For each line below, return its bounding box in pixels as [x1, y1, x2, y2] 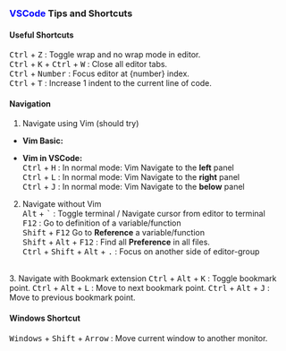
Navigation [9, 98, 51, 109]
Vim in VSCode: [21, 153, 83, 164]
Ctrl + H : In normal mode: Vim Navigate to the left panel [21, 162, 235, 173]
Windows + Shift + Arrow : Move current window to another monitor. [9, 332, 268, 343]
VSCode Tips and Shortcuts [9, 7, 133, 20]
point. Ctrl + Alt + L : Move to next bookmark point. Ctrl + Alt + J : [9, 283, 270, 294]
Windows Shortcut [9, 312, 80, 323]
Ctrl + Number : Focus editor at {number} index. [9, 68, 190, 79]
